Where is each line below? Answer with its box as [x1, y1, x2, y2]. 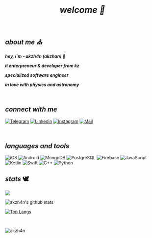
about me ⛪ [5, 38, 43, 46]
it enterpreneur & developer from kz [5, 63, 80, 68]
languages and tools [5, 142, 70, 150]
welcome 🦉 [59, 4, 105, 16]
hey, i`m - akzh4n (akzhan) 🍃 [5, 53, 66, 59]
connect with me [5, 105, 57, 114]
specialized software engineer [5, 72, 69, 78]
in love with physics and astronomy [5, 82, 79, 87]
